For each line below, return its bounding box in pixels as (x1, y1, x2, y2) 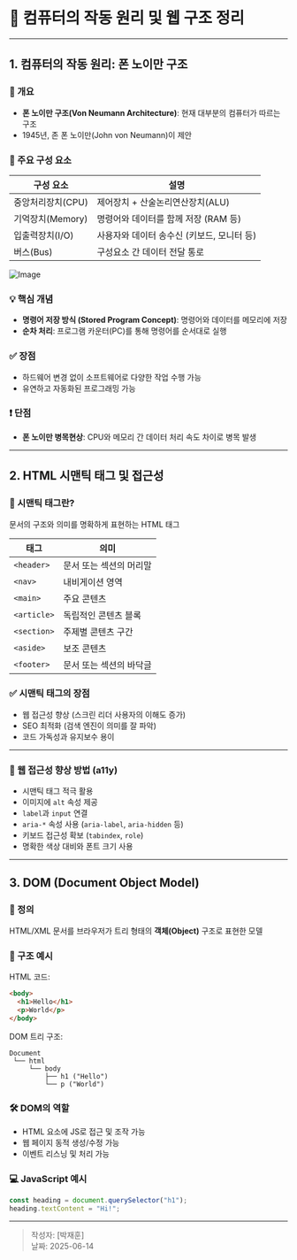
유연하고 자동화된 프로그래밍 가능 (21, 382, 136, 394)
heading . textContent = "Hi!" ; (9, 1204, 121, 1213)
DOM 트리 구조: (9, 1031, 64, 1041)
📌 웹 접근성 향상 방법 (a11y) (9, 764, 118, 776)
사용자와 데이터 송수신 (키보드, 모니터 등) (96, 229, 257, 242)
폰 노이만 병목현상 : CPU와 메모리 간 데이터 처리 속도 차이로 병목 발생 (21, 431, 257, 442)
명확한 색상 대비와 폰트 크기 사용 (21, 841, 133, 852)
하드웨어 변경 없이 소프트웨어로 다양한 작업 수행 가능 (21, 372, 202, 382)
